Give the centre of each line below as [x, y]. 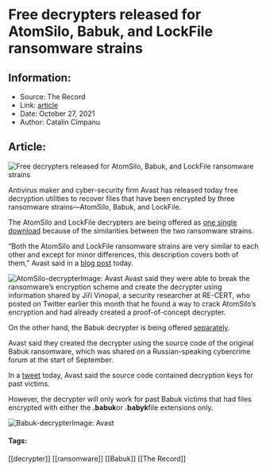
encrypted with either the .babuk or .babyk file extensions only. [111, 407]
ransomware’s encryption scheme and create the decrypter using [115, 287]
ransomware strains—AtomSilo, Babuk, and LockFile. [95, 207]
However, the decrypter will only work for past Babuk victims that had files [130, 399]
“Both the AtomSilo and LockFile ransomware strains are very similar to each [133, 246]
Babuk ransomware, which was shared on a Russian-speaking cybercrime [129, 351]
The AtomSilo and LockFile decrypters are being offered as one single [123, 222]
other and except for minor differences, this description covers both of [123, 254]
